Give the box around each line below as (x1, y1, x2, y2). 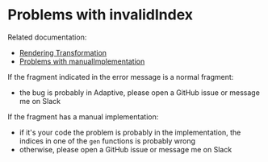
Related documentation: (7, 32, 87, 42)
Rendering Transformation (19, 48, 107, 57)
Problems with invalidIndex (7, 6, 194, 24)
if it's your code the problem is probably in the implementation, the (19, 127, 241, 137)
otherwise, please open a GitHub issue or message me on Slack (19, 144, 232, 154)
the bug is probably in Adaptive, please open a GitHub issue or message (19, 87, 260, 98)
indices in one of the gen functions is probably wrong (19, 135, 195, 146)
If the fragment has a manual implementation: (7, 111, 159, 122)
